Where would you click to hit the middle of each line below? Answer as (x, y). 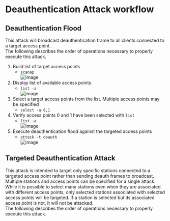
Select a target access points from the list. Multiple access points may (86, 99)
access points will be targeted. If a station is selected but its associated (80, 198)
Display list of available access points (52, 83)
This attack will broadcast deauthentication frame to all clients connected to (85, 40)
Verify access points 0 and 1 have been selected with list (74, 115)
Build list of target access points (46, 66)
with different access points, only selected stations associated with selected (85, 192)
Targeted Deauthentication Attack (60, 158)
